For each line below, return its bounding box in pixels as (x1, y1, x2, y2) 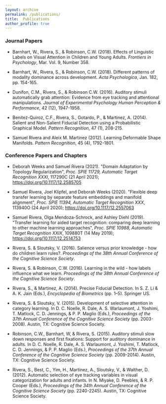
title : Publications (5, 16, 50, 21)
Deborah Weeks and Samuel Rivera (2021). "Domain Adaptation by (12, 163, 148, 169)
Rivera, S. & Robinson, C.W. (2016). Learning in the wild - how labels (12, 265, 151, 271)
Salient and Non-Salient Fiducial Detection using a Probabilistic (12, 119, 141, 125)
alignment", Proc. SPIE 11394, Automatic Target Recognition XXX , (12, 199, 145, 205)
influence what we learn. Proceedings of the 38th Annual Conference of (12, 270, 159, 276)
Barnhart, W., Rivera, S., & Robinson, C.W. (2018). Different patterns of (12, 69, 155, 75)
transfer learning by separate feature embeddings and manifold (12, 194, 142, 200)
